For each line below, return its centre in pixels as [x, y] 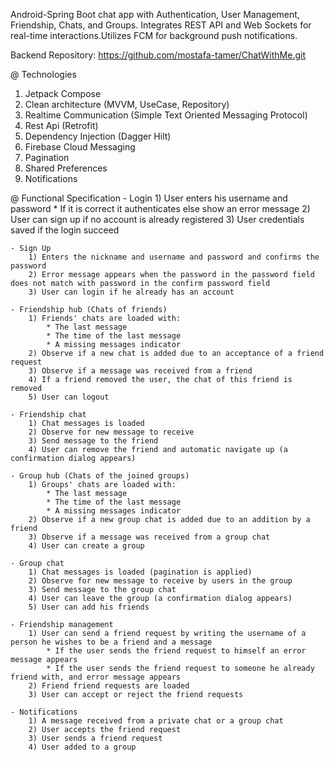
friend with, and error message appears [96, 677]
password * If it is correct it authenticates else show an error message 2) [160, 208]
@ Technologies [43, 74]
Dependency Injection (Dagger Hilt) [98, 136]
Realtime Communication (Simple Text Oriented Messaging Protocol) [166, 115]
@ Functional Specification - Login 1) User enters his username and [149, 198]
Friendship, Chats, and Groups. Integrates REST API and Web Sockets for [161, 25]
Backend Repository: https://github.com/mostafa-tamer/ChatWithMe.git [158, 55]
